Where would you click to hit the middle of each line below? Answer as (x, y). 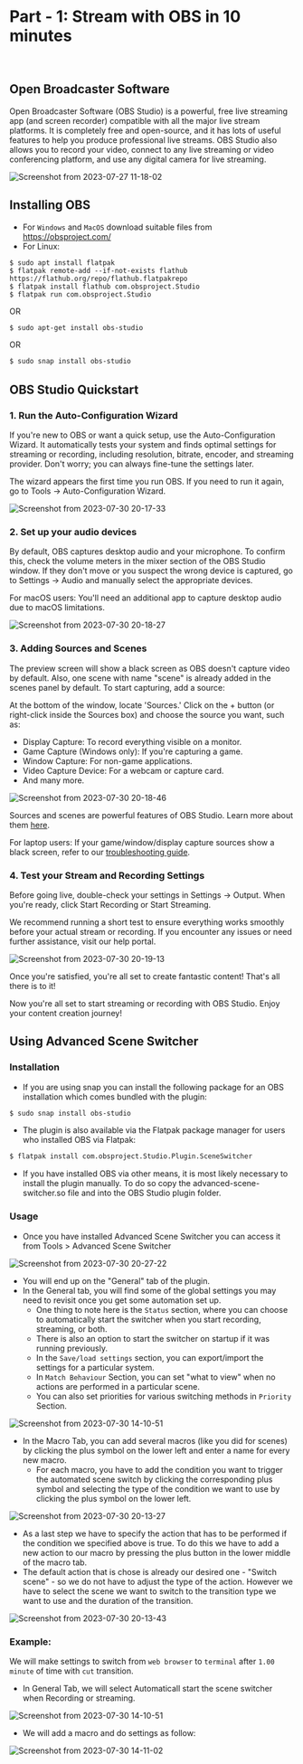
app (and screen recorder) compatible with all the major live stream (135, 120)
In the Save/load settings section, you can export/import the (150, 1357)
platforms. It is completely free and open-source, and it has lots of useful (146, 130)
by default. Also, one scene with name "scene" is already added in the (140, 678)
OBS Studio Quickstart (74, 389)
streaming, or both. (71, 1329)
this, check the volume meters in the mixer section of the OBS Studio (137, 561)
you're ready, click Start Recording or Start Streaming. (110, 904)
